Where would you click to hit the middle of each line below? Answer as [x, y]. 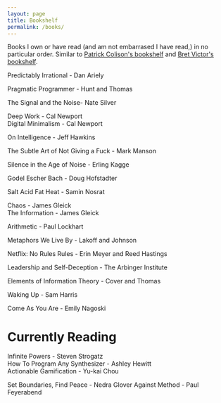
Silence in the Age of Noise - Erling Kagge [68, 165]
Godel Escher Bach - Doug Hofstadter [62, 178]
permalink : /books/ [36, 27]
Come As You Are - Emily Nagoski [57, 308]
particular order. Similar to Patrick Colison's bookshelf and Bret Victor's [111, 54]
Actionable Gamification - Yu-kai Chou [63, 371]
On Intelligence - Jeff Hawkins [51, 137]
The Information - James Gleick [53, 213]
